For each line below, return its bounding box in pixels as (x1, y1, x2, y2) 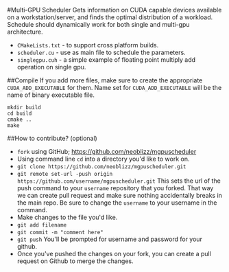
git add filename (16, 222, 67, 229)
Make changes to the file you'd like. (16, 213, 118, 221)
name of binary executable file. (7, 91, 95, 99)
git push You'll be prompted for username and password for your (16, 235, 202, 243)
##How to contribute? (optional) (7, 134, 97, 142)
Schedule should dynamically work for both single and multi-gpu (7, 21, 190, 28)
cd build (7, 110, 32, 117)
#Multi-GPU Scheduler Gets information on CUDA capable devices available (7, 6, 222, 14)
